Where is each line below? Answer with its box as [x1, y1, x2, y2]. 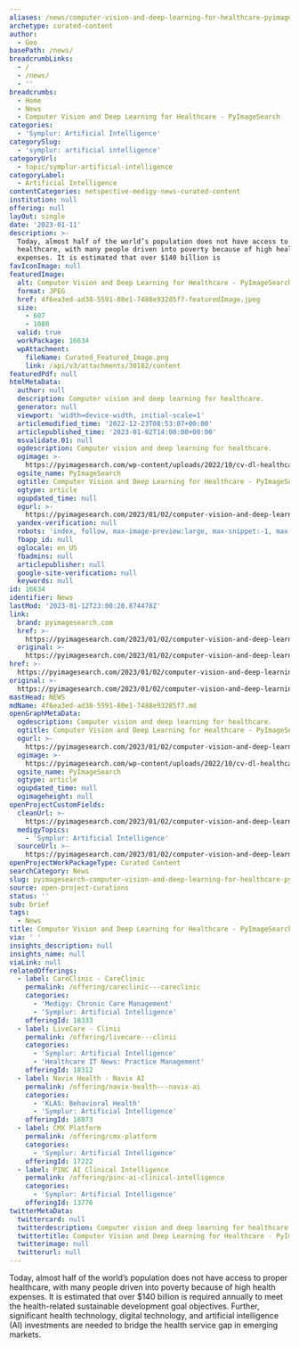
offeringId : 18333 [25, 1015, 93, 1025]
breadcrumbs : [9, 87, 58, 96]
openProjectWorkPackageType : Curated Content [9, 858, 181, 867]
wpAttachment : [17, 344, 69, 353]
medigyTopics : [17, 825, 69, 834]
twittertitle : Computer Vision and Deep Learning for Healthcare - [17, 1231, 273, 1240]
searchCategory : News [9, 867, 90, 875]
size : [17, 303, 38, 312]
